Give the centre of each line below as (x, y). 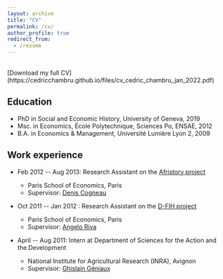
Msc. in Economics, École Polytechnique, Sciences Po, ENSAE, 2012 (115, 126)
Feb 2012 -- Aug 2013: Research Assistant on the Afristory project (111, 172)
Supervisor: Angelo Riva (62, 226)
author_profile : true (38, 33)
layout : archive (30, 13)
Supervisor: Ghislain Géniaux (69, 268)
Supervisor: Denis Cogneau (67, 192)
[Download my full (33, 73)
